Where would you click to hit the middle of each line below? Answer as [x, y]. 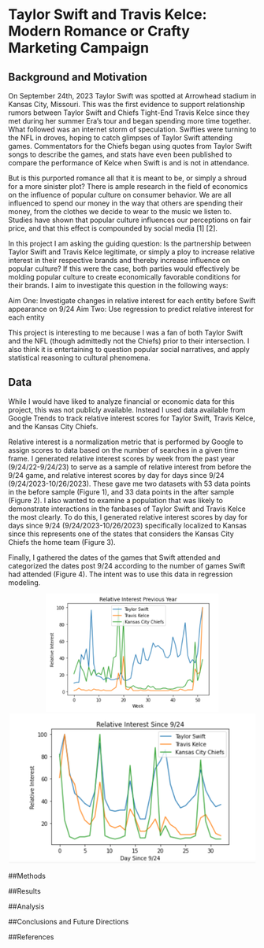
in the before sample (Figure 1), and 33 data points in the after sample [121, 492]
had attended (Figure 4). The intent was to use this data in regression [121, 574]
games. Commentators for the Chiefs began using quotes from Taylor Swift [130, 146]
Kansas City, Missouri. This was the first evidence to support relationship [127, 104]
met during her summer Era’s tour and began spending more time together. [130, 121]
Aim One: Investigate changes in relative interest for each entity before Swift [132, 300]
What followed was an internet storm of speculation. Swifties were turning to [132, 129]
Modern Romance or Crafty [99, 31]
